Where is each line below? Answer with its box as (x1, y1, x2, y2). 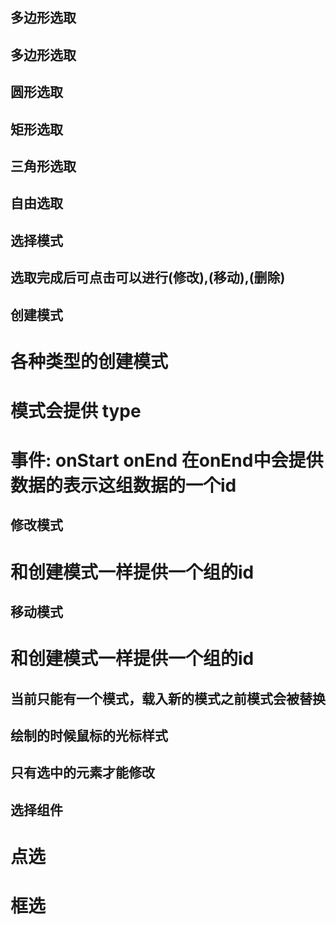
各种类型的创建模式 (10, 350, 169, 373)
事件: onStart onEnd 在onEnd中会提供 (10, 449, 324, 472)
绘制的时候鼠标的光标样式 (10, 728, 168, 745)
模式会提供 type (10, 399, 142, 422)
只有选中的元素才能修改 (10, 764, 155, 782)
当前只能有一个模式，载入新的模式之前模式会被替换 (10, 690, 326, 707)
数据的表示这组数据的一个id (10, 474, 237, 497)
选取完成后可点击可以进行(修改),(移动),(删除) (10, 269, 286, 287)
